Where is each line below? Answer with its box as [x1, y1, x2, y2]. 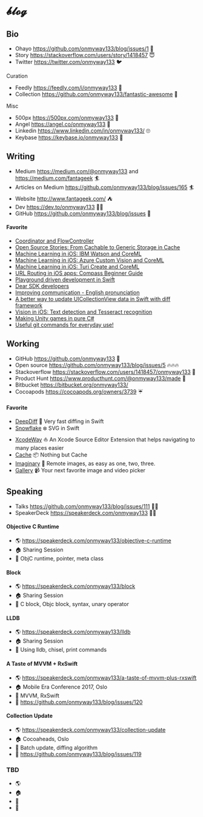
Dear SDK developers [15, 283, 70, 290]
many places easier [15, 444, 64, 452]
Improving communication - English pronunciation [15, 289, 140, 296]
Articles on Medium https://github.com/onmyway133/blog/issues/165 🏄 [15, 184, 195, 191]
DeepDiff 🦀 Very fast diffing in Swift [15, 418, 104, 425]
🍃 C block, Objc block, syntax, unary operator [15, 601, 129, 608]
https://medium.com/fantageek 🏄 [15, 174, 100, 182]
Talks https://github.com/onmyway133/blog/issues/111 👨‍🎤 [15, 503, 159, 510]
